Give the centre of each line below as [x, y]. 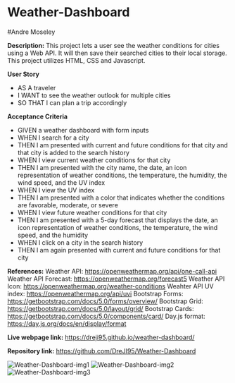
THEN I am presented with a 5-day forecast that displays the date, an [118, 220]
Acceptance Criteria [38, 116]
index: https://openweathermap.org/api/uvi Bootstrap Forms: [95, 293]
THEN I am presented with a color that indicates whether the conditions [121, 197]
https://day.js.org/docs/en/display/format [67, 323]
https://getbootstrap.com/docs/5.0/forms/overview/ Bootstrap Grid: [106, 301]
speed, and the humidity [53, 235]
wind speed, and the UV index [61, 182]
